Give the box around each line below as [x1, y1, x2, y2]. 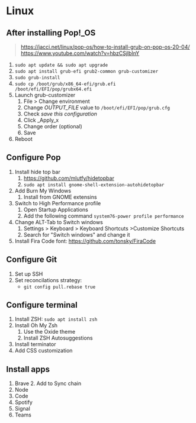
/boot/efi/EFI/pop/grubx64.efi [14, 86, 92, 92]
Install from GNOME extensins [23, 193, 97, 201]
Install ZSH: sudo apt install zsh [14, 315, 98, 323]
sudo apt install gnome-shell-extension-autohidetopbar [23, 182, 165, 188]
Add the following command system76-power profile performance [23, 212, 184, 219]
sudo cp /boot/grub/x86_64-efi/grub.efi [14, 81, 116, 87]
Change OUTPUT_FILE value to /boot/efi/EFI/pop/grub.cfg [23, 104, 171, 111]
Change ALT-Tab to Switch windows [14, 218, 104, 225]
